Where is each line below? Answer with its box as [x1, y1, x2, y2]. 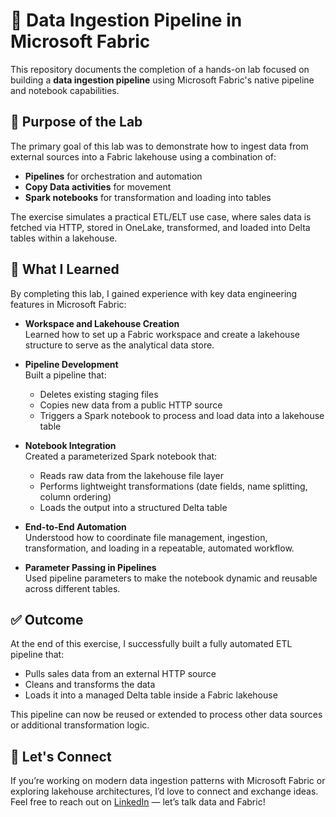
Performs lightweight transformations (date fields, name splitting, [39, 480, 308, 492]
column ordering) [39, 490, 112, 503]
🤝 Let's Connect [10, 748, 112, 765]
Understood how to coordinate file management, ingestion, [24, 531, 268, 543]
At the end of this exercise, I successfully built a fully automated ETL [10, 638, 293, 650]
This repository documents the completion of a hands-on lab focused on [10, 63, 310, 75]
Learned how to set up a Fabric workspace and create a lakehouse [24, 328, 300, 340]
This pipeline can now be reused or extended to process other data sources [10, 709, 323, 721]
